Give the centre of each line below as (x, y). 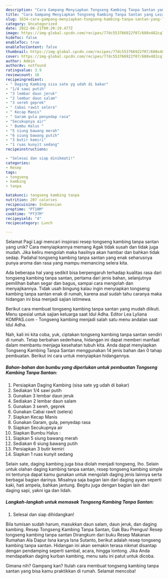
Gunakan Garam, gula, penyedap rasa (52, 422)
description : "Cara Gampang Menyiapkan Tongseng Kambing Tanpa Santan (81, 10)
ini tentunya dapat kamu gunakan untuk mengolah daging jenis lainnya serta (84, 474)
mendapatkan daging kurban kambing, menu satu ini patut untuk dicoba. (80, 556)
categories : (18, 163)
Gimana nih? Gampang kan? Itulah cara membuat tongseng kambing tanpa (82, 566)
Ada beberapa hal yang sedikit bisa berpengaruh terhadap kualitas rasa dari (84, 272)
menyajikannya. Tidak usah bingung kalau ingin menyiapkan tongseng (78, 288)
